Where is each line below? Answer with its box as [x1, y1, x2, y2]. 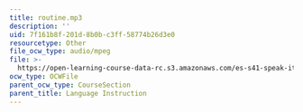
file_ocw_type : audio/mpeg [9, 47, 111, 56]
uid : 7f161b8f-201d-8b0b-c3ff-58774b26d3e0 [9, 30, 176, 39]
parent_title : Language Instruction [9, 89, 147, 98]
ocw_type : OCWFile [9, 72, 78, 81]
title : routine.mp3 [9, 13, 83, 23]
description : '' [9, 22, 70, 31]
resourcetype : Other [9, 38, 87, 48]
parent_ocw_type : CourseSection [9, 80, 131, 89]
